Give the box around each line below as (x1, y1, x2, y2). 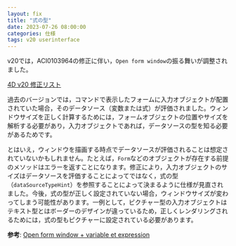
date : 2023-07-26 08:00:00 (7, 23, 86, 30)
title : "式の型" (7, 17, 52, 24)
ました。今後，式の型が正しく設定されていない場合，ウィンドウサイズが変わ (7, 189, 229, 198)
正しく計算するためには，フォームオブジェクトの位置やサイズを (44, 113, 228, 122)
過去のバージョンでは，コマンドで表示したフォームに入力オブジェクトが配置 (7, 96, 229, 104)
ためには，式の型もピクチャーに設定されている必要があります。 (13, 216, 198, 224)
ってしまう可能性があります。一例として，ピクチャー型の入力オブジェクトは (7, 198, 228, 207)
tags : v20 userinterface (7, 37, 80, 44)
